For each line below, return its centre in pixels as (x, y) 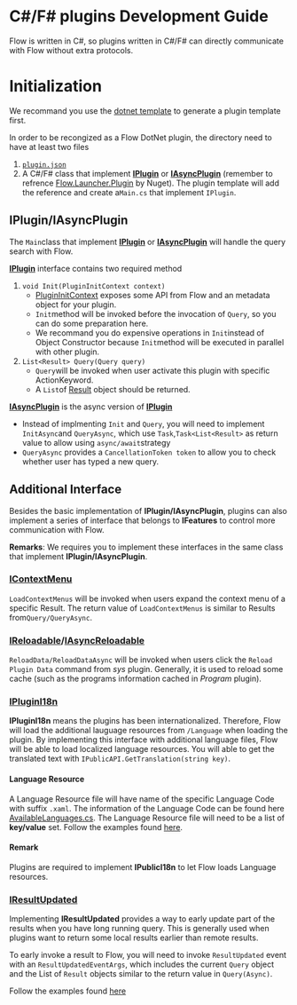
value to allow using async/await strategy (96, 442)
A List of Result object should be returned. (113, 389)
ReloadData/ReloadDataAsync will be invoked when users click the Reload (141, 660)
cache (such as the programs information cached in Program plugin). (135, 679)
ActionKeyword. (64, 380)
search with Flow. (41, 251)
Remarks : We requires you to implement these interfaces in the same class (146, 547)
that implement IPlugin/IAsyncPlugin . (78, 556)
